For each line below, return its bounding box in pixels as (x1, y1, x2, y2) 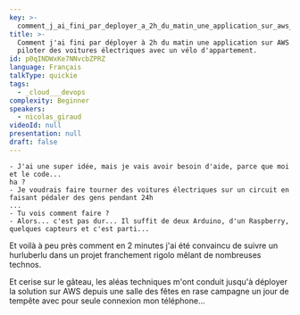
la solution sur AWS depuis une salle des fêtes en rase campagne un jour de (9, 286, 289, 296)
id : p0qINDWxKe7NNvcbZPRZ (9, 54, 105, 63)
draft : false (9, 137, 58, 146)
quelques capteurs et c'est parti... (9, 224, 150, 233)
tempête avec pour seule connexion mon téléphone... (9, 295, 205, 306)
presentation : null (9, 129, 82, 138)
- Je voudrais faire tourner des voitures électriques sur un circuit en (9, 185, 290, 195)
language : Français (9, 63, 82, 72)
